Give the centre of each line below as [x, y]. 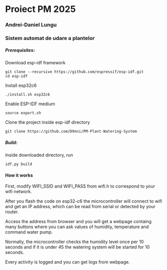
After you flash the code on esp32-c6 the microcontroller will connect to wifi [84, 201]
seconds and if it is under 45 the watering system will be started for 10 [78, 247]
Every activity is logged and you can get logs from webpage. [68, 262]
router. [12, 212]
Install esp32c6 [21, 85]
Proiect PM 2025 [41, 9]
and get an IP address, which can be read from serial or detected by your [80, 207]
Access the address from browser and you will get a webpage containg [79, 222]
